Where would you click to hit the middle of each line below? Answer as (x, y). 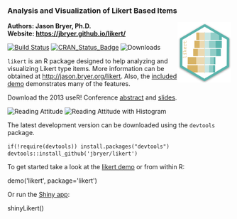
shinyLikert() (26, 208)
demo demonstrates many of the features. (69, 84)
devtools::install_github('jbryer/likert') (73, 154)
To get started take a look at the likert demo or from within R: (96, 167)
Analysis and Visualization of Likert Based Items (92, 11)
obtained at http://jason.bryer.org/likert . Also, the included (92, 76)
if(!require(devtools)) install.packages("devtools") (89, 147)
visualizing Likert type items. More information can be (86, 69)
